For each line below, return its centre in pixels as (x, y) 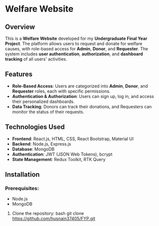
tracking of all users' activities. (36, 59)
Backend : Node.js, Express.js (42, 144)
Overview (20, 27)
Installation (22, 175)
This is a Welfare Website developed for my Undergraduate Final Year (76, 38)
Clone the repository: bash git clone (48, 213)
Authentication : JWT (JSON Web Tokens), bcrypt (62, 154)
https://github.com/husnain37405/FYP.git (54, 219)
